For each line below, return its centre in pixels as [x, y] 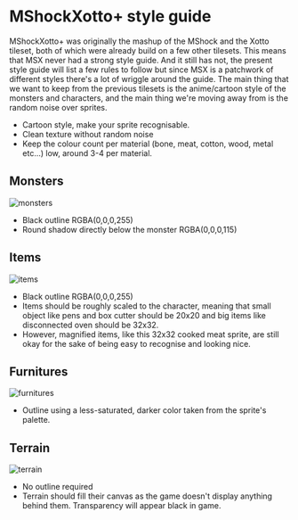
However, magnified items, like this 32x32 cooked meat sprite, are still [150, 334]
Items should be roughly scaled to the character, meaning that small [146, 306]
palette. [36, 420]
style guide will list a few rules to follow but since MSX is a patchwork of [141, 70]
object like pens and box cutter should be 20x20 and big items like [144, 315]
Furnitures [39, 371]
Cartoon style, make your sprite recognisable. [106, 124]
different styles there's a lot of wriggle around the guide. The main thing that [149, 78]
